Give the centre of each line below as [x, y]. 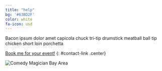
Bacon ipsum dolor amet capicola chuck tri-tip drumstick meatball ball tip [81, 38]
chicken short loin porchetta [34, 44]
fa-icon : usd [19, 24]
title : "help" [20, 10]
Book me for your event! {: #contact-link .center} [56, 53]
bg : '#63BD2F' [20, 15]
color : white [19, 19]
